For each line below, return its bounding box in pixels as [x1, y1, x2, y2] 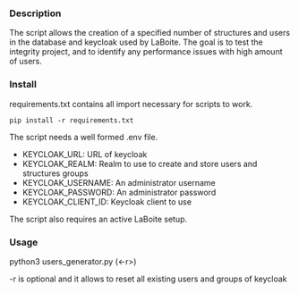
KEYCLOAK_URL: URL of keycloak [21, 148, 148, 159]
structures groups [21, 168, 89, 179]
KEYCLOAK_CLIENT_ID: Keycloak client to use [21, 196, 192, 207]
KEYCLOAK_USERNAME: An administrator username [21, 177, 217, 188]
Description [9, 7, 62, 20]
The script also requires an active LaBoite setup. [9, 213, 188, 224]
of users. [9, 56, 43, 67]
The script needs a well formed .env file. [9, 131, 158, 142]
